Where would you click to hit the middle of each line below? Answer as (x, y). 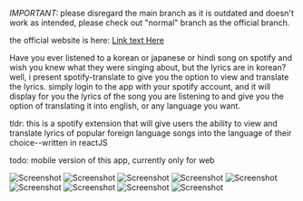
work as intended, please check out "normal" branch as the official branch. (150, 23)
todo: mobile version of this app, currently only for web (112, 160)
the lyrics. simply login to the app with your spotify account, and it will (140, 86)
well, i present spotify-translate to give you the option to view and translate (149, 77)
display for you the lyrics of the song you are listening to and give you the (147, 96)
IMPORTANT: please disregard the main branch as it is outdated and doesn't (152, 13)
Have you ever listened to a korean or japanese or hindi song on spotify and (151, 57)
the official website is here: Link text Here (87, 40)
